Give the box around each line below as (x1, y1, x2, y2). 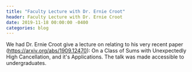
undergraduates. (6, 60, 47, 67)
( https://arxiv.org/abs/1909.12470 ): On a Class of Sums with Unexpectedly (6, 47, 187, 54)
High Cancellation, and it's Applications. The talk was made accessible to (6, 53, 184, 60)
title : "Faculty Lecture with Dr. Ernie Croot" (6, 8, 126, 15)
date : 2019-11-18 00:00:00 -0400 (6, 19, 89, 25)
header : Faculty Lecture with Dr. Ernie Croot (6, 14, 123, 20)
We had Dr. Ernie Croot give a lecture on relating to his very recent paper (6, 41, 183, 48)
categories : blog (6, 25, 49, 31)
